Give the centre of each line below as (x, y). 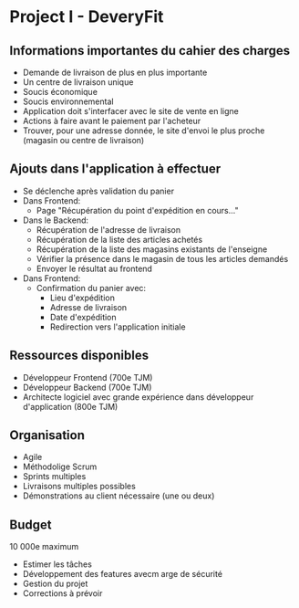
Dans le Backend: (56, 220)
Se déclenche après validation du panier (98, 191)
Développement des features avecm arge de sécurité (123, 574)
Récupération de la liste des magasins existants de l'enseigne (152, 249)
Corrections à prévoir (62, 593)
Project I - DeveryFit (87, 17)
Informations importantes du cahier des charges (150, 51)
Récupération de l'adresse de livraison (108, 229)
